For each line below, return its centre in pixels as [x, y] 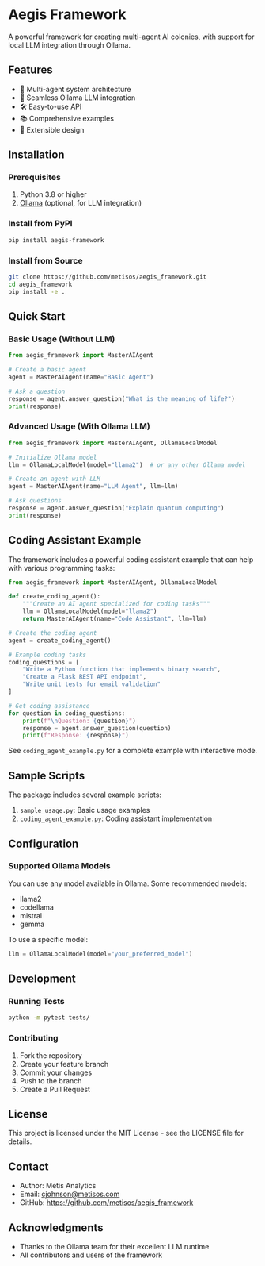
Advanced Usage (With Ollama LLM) [79, 426]
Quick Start [37, 316]
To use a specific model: [48, 939]
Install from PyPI [40, 224]
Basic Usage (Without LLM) [62, 339]
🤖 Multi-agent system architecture [75, 89]
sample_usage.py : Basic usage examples [85, 810]
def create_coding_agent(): [55, 597]
